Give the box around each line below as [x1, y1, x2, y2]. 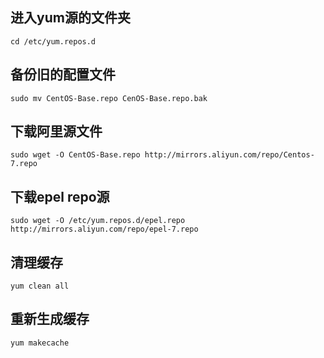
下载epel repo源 [10, 188, 110, 205]
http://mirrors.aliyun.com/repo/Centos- [144, 150, 315, 160]
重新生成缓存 [10, 311, 90, 328]
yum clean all [10, 281, 70, 292]
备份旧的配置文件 [10, 66, 116, 83]
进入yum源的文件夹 [10, 9, 131, 27]
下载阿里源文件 [10, 123, 103, 140]
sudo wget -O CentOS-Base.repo [10, 150, 141, 160]
